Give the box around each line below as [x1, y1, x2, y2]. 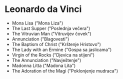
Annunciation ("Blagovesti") [11, 36, 69, 42]
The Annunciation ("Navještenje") [11, 57, 81, 63]
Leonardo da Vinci [4, 3, 82, 15]
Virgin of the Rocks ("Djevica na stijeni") [11, 51, 95, 58]
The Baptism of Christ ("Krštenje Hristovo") [11, 41, 101, 47]
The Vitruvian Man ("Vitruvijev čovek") [11, 30, 91, 36]
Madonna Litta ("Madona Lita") [11, 62, 76, 68]
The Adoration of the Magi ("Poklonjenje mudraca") [11, 67, 118, 73]
